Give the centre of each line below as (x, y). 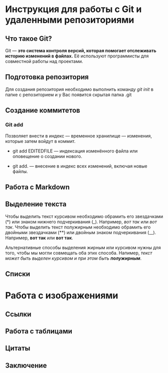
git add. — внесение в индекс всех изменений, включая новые (80, 166)
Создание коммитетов (43, 110)
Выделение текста (36, 204)
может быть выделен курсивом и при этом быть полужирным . (73, 258)
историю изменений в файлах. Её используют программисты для (77, 56)
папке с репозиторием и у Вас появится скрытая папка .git (68, 95)
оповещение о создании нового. (47, 156)
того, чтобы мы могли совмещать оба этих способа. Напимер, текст (79, 253)
